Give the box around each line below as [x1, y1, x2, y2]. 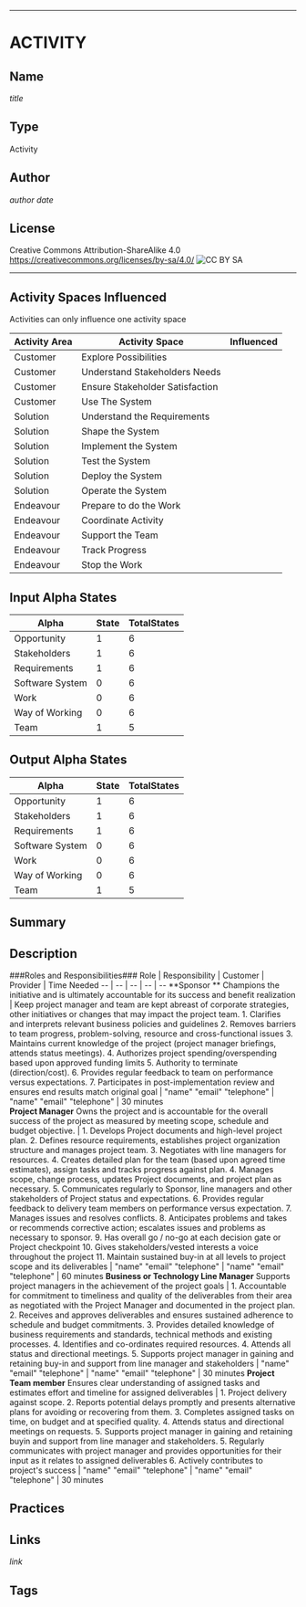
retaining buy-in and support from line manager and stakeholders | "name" [9, 1358, 290, 1370]
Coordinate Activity [81, 514, 164, 527]
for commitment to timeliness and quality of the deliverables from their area [9, 1290, 293, 1301]
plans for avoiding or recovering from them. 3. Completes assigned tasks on [9, 1407, 295, 1418]
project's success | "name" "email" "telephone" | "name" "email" [9, 1465, 253, 1476]
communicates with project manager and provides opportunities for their [9, 1445, 282, 1456]
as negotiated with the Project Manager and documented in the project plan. [9, 1300, 296, 1311]
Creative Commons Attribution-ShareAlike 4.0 [9, 245, 181, 256]
